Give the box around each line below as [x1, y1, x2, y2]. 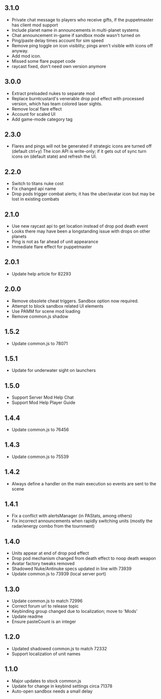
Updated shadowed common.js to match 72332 [11, 645, 107, 651]
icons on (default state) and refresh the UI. [11, 153, 97, 160]
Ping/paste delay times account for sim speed [11, 37, 104, 43]
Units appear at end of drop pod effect [11, 550, 89, 556]
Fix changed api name [11, 186, 56, 192]
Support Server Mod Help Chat [11, 394, 74, 401]
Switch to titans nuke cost [11, 181, 64, 186]
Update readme [11, 613, 43, 619]
